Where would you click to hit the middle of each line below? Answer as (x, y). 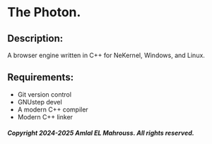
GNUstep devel (40, 102)
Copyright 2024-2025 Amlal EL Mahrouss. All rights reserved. (101, 133)
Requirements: (41, 77)
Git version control (45, 94)
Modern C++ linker (45, 116)
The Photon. (44, 12)
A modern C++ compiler (53, 109)
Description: (35, 38)
